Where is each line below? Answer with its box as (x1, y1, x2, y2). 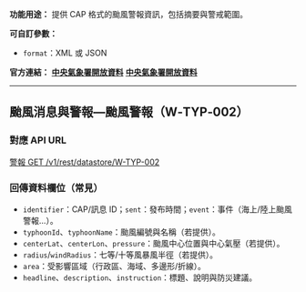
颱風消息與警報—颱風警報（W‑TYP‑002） (9, 105, 249, 120)
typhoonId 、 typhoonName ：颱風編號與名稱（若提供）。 (22, 227, 220, 237)
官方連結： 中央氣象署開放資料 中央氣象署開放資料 (9, 67, 198, 77)
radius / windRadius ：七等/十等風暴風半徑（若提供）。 (22, 249, 219, 260)
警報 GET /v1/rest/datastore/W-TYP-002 (9, 156, 160, 167)
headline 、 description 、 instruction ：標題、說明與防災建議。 (22, 272, 258, 283)
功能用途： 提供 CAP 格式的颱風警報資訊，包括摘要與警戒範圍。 (9, 9, 249, 19)
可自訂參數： (9, 28, 57, 39)
